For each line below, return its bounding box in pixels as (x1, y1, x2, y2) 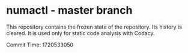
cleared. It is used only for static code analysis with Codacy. (6, 29, 155, 36)
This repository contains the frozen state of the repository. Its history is (6, 23, 182, 30)
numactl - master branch (6, 4, 133, 17)
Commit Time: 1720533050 (6, 41, 74, 48)
